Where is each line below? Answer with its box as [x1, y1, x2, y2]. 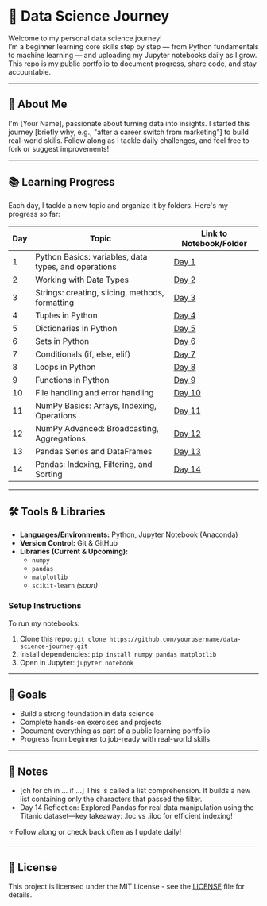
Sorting [35, 468, 63, 480]
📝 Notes [8, 765, 48, 778]
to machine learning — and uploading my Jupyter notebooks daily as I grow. [8, 50, 257, 60]
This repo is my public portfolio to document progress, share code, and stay [8, 59, 257, 68]
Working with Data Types [35, 274, 130, 285]
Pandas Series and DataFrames [35, 445, 153, 457]
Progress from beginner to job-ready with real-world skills [19, 734, 211, 744]
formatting [35, 297, 75, 308]
